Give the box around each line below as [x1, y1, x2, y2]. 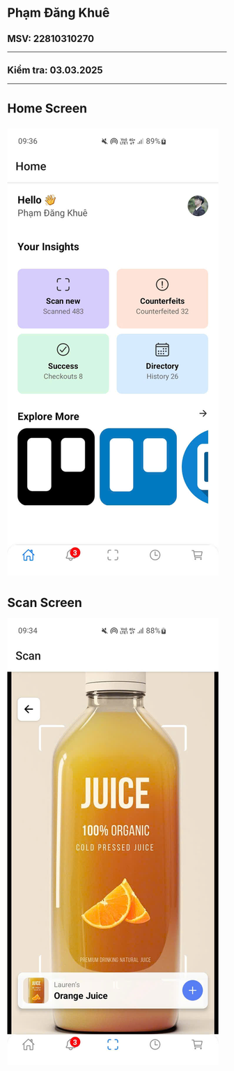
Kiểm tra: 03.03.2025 [7, 64, 103, 76]
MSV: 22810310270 [7, 33, 95, 45]
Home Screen [7, 101, 88, 116]
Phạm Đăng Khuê [7, 5, 110, 21]
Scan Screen [7, 595, 82, 611]
